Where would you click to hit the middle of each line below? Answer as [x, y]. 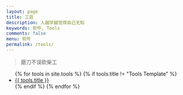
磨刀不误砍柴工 [39, 62]
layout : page [22, 12]
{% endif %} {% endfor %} [47, 86]
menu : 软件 [19, 39]
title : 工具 [20, 17]
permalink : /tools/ [30, 45]
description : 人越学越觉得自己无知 [45, 22]
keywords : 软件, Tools [33, 28]
